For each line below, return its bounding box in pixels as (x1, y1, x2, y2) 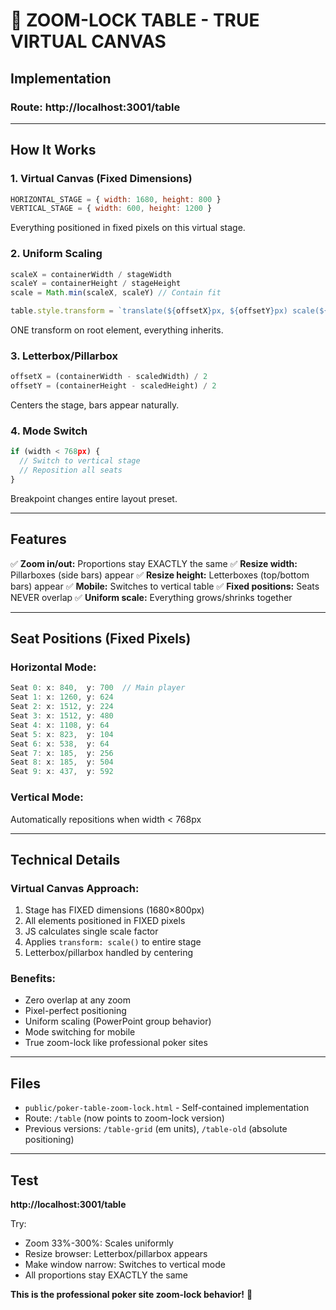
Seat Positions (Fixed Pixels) (10, 630, 192, 648)
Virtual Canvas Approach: (10, 881, 140, 895)
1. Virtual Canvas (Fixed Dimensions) (10, 172, 193, 186)
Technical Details (10, 851, 121, 868)
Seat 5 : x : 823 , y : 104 (10, 729, 114, 739)
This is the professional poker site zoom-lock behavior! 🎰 (10, 1289, 253, 1301)
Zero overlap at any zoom (24, 994, 131, 1006)
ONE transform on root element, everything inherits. (10, 324, 224, 336)
